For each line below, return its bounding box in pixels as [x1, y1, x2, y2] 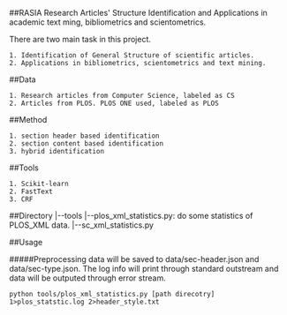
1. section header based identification [9, 131, 161, 140]
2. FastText [9, 187, 53, 196]
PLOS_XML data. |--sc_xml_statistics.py [9, 220, 155, 230]
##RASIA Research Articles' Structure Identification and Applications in [9, 8, 268, 18]
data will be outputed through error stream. [9, 273, 166, 283]
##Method [9, 115, 48, 124]
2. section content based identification [9, 139, 164, 148]
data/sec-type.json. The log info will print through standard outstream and [9, 264, 279, 274]
